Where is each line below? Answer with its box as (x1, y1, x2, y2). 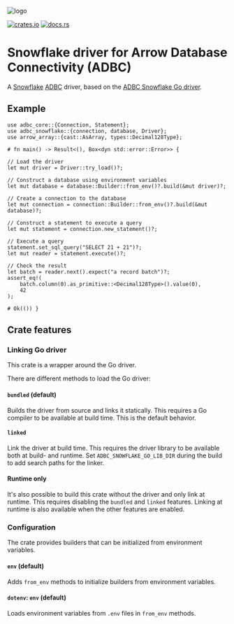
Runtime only (7, 474, 47, 483)
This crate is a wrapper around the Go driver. (7, 361, 136, 369)
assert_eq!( (7, 274, 42, 281)
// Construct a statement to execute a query (7, 219, 142, 227)
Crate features (7, 324, 72, 336)
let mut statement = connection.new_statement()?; (7, 225, 158, 232)
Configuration (7, 522, 56, 532)
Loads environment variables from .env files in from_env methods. (7, 609, 196, 617)
